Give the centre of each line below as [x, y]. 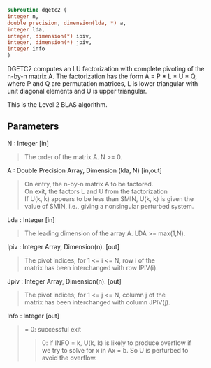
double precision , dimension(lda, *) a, [67, 23]
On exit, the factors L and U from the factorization [96, 191]
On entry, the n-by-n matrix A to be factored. [89, 184]
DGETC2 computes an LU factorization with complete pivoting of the [106, 69]
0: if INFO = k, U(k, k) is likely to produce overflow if [116, 343]
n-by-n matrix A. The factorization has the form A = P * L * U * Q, [102, 76]
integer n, [23, 16]
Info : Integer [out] [34, 316]
